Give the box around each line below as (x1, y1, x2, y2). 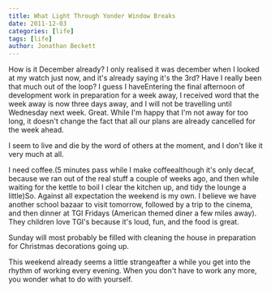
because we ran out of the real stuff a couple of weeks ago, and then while (8, 174, 260, 184)
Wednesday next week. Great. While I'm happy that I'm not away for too (8, 107, 249, 118)
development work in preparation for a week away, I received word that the (8, 90, 260, 100)
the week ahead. (8, 125, 65, 135)
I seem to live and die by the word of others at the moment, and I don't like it (8, 141, 264, 150)
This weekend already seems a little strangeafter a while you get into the (8, 257, 252, 267)
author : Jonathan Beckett (8, 42, 96, 50)
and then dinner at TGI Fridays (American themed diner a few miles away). (8, 208, 257, 218)
